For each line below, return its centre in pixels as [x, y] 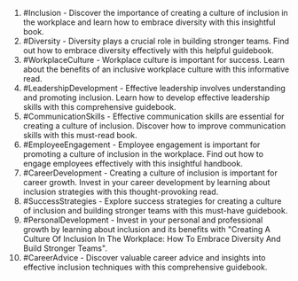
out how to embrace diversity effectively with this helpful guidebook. [148, 51]
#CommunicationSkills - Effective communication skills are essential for [153, 116]
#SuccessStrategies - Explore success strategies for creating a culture [152, 201]
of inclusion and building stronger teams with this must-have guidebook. [155, 211]
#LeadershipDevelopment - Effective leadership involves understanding [154, 88]
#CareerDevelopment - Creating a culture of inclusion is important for [150, 173]
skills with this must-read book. [80, 135]
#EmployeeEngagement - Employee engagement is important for [141, 144]
